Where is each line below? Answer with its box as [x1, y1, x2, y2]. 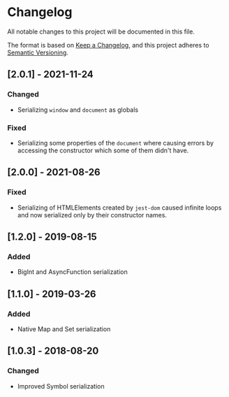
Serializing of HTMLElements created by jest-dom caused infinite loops [17, 203, 222, 212]
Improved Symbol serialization [17, 382, 105, 390]
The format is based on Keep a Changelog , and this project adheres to [7, 41, 209, 49]
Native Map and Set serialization [17, 324, 111, 333]
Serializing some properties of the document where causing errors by [17, 138, 214, 147]
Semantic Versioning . [7, 48, 68, 57]
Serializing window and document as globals [17, 106, 138, 114]
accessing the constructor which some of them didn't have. [17, 146, 189, 154]
